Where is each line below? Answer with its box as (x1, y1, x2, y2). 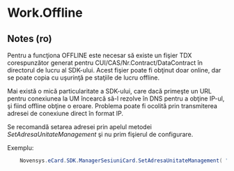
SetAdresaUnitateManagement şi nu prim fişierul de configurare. (7, 131, 194, 138)
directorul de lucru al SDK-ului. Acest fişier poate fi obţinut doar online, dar (7, 66, 221, 74)
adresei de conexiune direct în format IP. (7, 110, 124, 117)
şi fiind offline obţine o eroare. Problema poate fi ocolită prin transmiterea (7, 102, 218, 110)
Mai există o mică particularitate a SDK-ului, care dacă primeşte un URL (7, 87, 212, 95)
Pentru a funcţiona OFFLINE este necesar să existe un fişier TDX (7, 51, 192, 59)
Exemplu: (7, 144, 34, 151)
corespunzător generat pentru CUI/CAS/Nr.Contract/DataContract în (7, 59, 203, 67)
